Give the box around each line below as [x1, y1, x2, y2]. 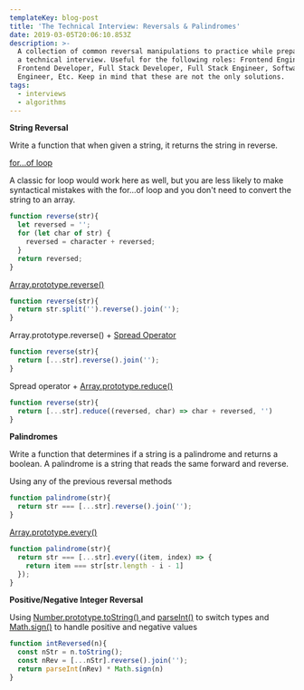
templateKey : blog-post [9, 13, 100, 23]
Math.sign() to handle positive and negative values [9, 622, 197, 633]
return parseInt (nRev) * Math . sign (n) [17, 665, 165, 674]
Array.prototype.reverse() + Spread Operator [9, 330, 176, 341]
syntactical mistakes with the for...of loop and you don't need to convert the [9, 185, 292, 196]
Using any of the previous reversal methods [9, 476, 173, 487]
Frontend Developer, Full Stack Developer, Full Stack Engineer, [17, 64, 270, 73]
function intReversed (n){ [9, 639, 107, 648]
